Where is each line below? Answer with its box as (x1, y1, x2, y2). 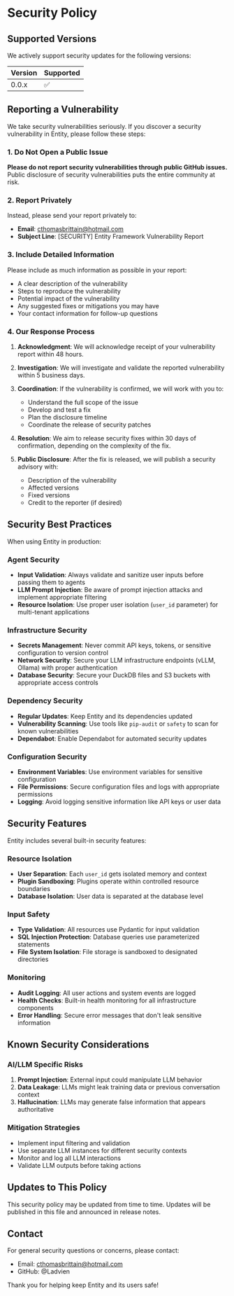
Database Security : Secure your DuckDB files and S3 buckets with (17, 671, 211, 680)
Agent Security (7, 555, 60, 565)
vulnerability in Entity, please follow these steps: (7, 130, 146, 138)
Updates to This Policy (7, 1182, 107, 1194)
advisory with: (17, 462, 59, 471)
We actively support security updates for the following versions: (7, 51, 191, 60)
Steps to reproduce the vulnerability (17, 287, 121, 295)
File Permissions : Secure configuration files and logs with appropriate (17, 783, 220, 791)
